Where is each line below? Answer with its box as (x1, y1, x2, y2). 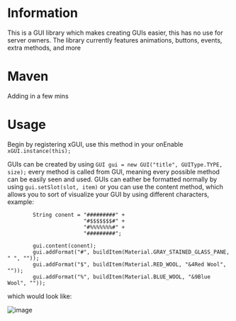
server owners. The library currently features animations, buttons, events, (7, 35, 223, 44)
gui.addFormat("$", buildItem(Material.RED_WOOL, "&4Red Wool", (33, 261, 227, 268)
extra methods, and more (7, 43, 82, 52)
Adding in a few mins (7, 91, 69, 100)
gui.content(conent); (33, 242, 97, 249)
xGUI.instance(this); (7, 147, 72, 154)
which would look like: (7, 292, 72, 300)
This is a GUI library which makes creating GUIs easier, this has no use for (7, 28, 223, 37)
